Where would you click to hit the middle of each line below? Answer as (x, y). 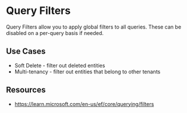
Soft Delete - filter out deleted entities (60, 65)
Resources (26, 90)
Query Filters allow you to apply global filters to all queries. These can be (94, 27)
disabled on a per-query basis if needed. (55, 33)
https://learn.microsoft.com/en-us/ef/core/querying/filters (84, 104)
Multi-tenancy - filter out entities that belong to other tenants (87, 72)
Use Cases (26, 52)
